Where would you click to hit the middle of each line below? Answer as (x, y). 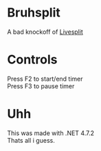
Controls (32, 60)
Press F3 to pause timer (41, 86)
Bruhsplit (34, 13)
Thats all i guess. (31, 140)
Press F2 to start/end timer (45, 79)
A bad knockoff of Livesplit (45, 32)
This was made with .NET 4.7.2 (51, 133)
